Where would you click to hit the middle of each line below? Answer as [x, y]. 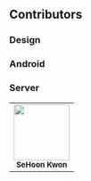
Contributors [46, 15]
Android [27, 64]
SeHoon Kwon [42, 165]
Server [25, 88]
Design [25, 40]
